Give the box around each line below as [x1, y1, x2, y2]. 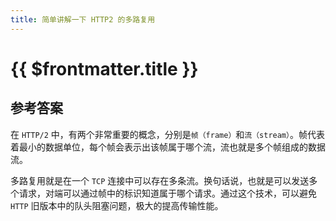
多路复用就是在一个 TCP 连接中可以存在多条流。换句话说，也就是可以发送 [10, 174, 310, 186]
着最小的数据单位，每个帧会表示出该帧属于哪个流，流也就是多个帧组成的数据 [10, 141, 326, 153]
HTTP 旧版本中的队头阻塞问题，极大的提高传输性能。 [10, 199, 224, 211]
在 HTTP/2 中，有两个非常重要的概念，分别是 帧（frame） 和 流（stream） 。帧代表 [10, 128, 325, 140]
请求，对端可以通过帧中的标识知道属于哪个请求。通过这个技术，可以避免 [18, 187, 317, 199]
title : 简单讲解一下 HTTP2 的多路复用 [10, 14, 156, 25]
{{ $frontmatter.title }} [10, 57, 199, 80]
